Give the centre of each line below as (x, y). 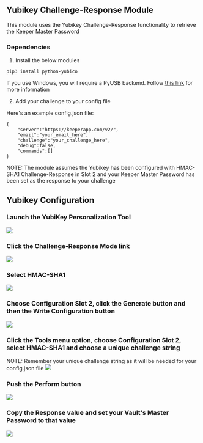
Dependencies (28, 47)
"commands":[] (35, 151)
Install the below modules (47, 60)
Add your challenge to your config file (63, 101)
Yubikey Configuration (50, 200)
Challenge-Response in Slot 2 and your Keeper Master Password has (108, 174)
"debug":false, (37, 146)
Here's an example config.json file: (50, 113)
